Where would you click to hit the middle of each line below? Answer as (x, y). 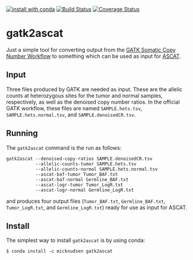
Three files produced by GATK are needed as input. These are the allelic (94, 89)
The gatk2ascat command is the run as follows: (64, 148)
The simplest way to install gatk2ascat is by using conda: (76, 240)
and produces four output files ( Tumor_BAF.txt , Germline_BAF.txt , (86, 201)
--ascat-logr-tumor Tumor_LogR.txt (79, 185)
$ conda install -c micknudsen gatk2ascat (59, 251)
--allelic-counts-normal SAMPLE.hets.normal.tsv (97, 169)
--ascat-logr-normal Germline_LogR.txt (85, 190)
